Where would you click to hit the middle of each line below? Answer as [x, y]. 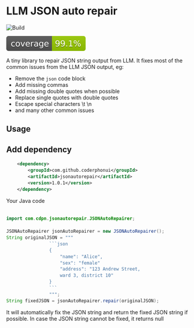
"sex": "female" [80, 263]
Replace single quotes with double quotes [66, 98]
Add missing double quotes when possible [67, 91]
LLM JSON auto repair [62, 11]
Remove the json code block [50, 78]
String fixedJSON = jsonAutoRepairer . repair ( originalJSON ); [83, 300]
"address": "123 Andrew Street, [100, 269]
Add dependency [39, 149]
